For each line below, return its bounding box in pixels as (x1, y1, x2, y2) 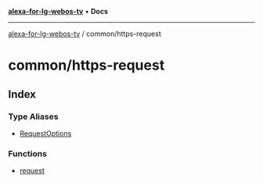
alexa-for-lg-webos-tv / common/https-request (8, 29, 162, 38)
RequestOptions (19, 128, 72, 138)
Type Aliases (8, 111, 59, 122)
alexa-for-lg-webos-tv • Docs (8, 7, 108, 16)
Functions (8, 148, 47, 159)
